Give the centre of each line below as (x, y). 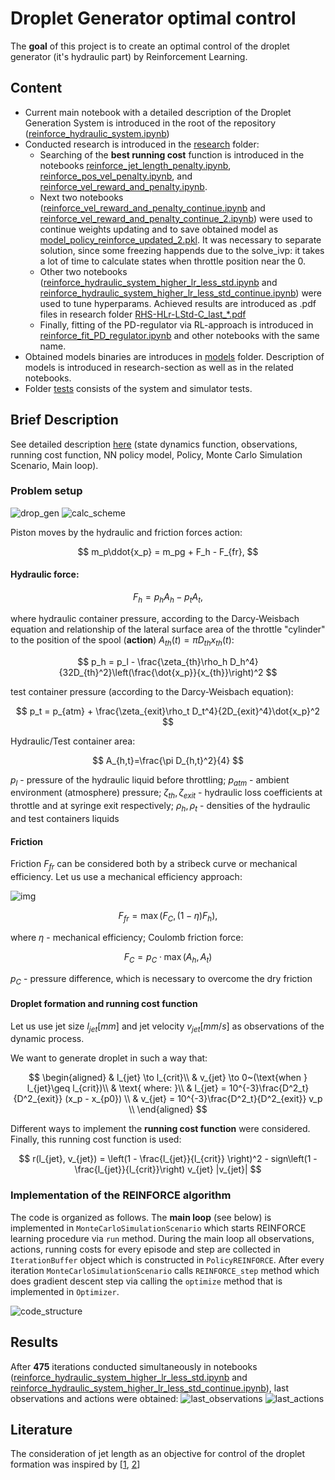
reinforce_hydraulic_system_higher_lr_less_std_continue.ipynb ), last (150, 1388)
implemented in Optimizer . (65, 1291)
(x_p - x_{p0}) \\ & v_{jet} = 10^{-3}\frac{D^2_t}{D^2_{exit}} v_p (193, 1099)
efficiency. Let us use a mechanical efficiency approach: (126, 877)
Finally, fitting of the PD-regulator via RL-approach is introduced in (176, 324)
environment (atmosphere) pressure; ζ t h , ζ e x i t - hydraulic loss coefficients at (166, 794)
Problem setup (46, 491)
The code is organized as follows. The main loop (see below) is (141, 1217)
